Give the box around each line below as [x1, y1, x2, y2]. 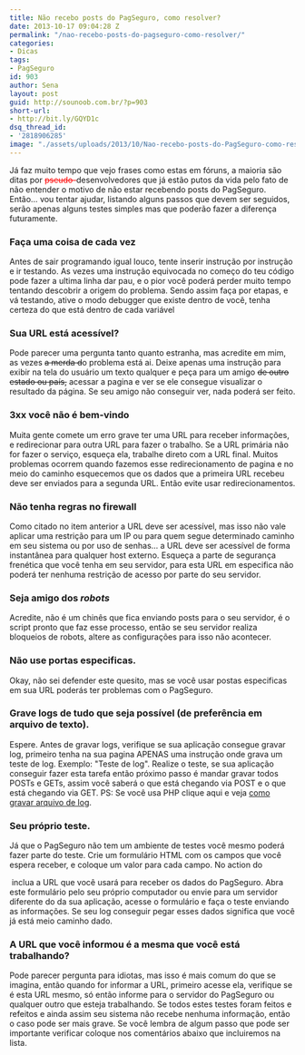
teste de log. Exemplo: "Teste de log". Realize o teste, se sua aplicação [9, 758, 274, 769]
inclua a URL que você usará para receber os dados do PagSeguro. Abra [11, 877, 284, 888]
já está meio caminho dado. [9, 915, 113, 926]
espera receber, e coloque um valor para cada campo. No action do [9, 859, 263, 871]
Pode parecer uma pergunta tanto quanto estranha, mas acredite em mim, [9, 347, 287, 358]
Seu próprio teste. [9, 819, 91, 832]
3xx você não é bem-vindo [9, 409, 130, 422]
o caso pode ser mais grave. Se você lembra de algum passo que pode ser [9, 1018, 290, 1030]
